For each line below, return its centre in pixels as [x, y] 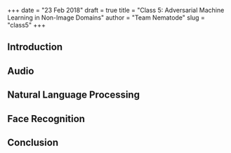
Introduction [35, 47]
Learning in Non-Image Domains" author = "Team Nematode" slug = [106, 18]
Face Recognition [46, 119]
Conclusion [33, 142]
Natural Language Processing [74, 95]
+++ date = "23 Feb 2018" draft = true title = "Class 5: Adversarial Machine [116, 10]
